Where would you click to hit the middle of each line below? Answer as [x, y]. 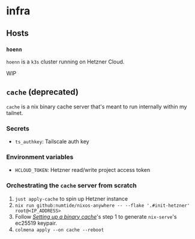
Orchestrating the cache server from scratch [71, 186]
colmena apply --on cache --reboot [59, 230]
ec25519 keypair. [36, 223]
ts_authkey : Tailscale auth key [52, 141]
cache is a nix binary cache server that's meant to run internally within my [97, 107]
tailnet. [15, 113]
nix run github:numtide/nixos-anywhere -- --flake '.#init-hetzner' [102, 205]
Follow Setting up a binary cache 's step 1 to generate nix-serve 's [96, 216]
